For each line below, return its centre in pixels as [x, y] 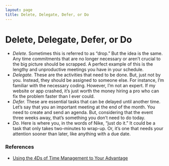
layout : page [19, 10]
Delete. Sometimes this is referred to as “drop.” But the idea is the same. [88, 53]
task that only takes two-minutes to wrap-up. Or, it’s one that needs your [88, 129]
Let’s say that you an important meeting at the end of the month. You [84, 107]
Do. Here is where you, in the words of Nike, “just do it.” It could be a [84, 123]
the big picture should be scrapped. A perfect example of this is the [83, 64]
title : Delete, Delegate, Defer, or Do [47, 15]
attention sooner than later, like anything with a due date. [72, 134]
